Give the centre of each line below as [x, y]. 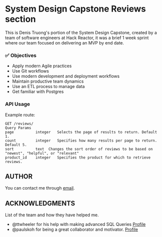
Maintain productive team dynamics [48, 81]
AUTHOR [19, 176]
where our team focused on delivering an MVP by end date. [65, 43]
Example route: [20, 115]
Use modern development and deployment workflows [66, 76]
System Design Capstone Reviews [76, 9]
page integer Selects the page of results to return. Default [81, 132]
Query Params [18, 128]
